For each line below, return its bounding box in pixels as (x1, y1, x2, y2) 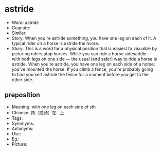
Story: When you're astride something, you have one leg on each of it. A (11, 35, 157, 41)
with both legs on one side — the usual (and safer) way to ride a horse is (11, 56, 157, 62)
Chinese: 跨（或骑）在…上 (11, 109, 64, 115)
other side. (11, 77, 34, 83)
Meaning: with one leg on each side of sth (11, 104, 96, 109)
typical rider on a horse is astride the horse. (11, 40, 99, 46)
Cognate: (11, 24, 30, 30)
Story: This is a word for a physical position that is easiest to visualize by (11, 45, 157, 51)
